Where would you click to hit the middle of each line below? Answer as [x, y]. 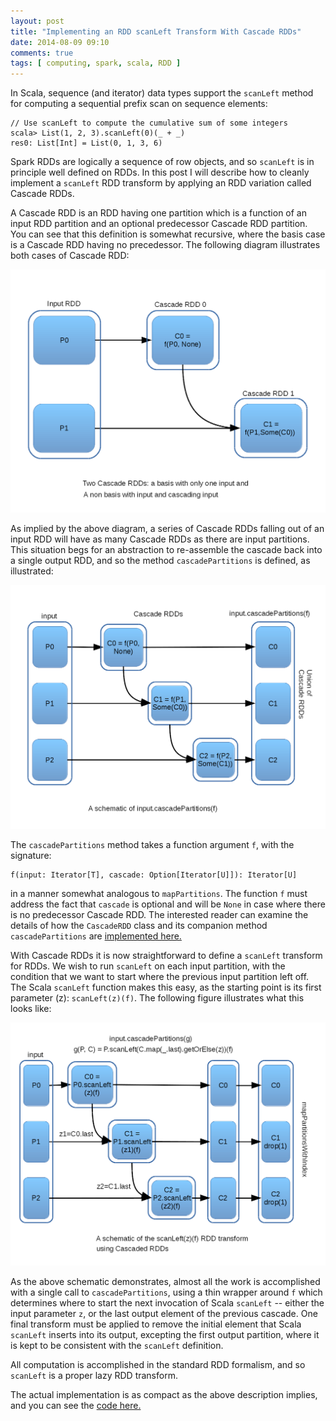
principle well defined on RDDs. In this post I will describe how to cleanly [160, 172]
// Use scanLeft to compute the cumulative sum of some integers [149, 123]
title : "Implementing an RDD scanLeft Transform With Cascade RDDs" [156, 31]
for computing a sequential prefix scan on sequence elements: [139, 104]
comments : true [42, 53]
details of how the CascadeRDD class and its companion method [139, 925]
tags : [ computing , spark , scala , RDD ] [96, 63]
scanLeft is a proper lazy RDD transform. [94, 1376]
